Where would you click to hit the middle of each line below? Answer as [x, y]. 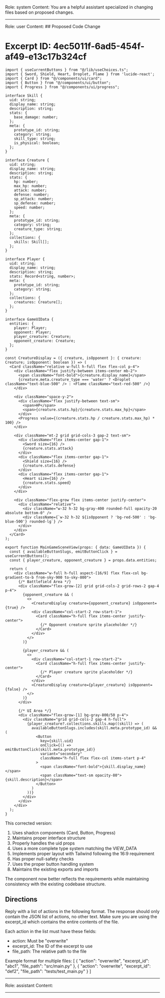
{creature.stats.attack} [48, 448]
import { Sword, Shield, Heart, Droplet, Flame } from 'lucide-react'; [80, 74]
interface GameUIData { [29, 319]
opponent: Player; [33, 332]
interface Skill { [24, 95]
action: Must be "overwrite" [40, 940]
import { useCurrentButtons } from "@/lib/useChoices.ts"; [67, 70]
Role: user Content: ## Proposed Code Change [53, 26]
